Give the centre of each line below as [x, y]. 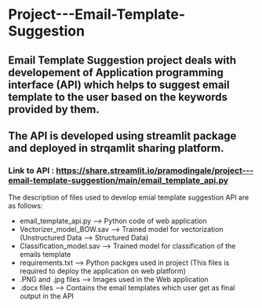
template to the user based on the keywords [118, 97]
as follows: [25, 206]
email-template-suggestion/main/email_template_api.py [118, 180]
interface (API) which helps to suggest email [119, 84]
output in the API [47, 296]
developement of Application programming [116, 72]
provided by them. [54, 109]
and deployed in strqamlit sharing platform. [116, 148]
